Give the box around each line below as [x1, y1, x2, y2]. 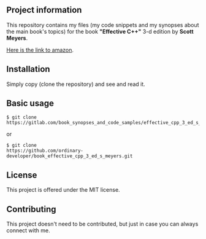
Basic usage [6, 98, 54, 109]
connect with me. [6, 227, 50, 234]
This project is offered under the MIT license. [6, 186, 121, 194]
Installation [6, 64, 50, 74]
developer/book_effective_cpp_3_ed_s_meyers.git [6, 153, 133, 159]
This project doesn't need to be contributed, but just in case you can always [6, 221, 199, 228]
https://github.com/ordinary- [6, 147, 84, 154]
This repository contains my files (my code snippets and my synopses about [6, 21, 199, 28]
